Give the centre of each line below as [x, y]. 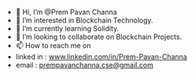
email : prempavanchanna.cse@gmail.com [84, 65]
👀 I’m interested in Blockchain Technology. [84, 20]
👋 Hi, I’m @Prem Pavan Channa [66, 12]
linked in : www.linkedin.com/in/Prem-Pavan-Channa [101, 57]
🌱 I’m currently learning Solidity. [67, 28]
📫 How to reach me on [53, 45]
